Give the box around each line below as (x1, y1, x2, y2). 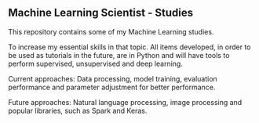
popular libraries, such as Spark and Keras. (8, 106, 148, 115)
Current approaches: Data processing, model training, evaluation (8, 74, 217, 83)
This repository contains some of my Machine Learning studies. (8, 27, 214, 36)
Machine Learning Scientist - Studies (8, 6, 194, 20)
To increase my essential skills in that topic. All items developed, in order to (8, 42, 251, 52)
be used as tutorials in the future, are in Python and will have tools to (8, 50, 230, 60)
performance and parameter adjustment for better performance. (8, 82, 216, 92)
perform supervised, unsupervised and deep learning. (8, 59, 183, 68)
